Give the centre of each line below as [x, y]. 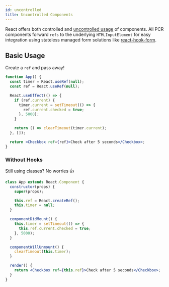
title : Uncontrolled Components [39, 15]
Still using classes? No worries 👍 [40, 171]
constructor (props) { [32, 187]
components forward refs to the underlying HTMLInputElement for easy [78, 34]
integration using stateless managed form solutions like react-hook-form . [81, 40]
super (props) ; [29, 192]
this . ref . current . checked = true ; [55, 228]
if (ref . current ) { [35, 100]
